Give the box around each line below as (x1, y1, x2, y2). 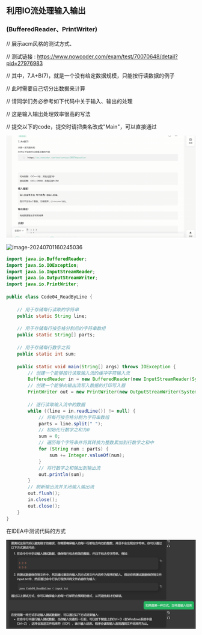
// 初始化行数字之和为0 (38, 427, 90, 433)
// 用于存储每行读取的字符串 (17, 306, 79, 312)
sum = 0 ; (38, 433, 61, 440)
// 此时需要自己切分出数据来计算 (6, 85, 86, 92)
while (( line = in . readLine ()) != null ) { (28, 408, 136, 414)
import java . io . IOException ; (6, 262, 79, 269)
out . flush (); (28, 490, 61, 497)
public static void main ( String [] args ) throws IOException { (17, 363, 176, 369)
